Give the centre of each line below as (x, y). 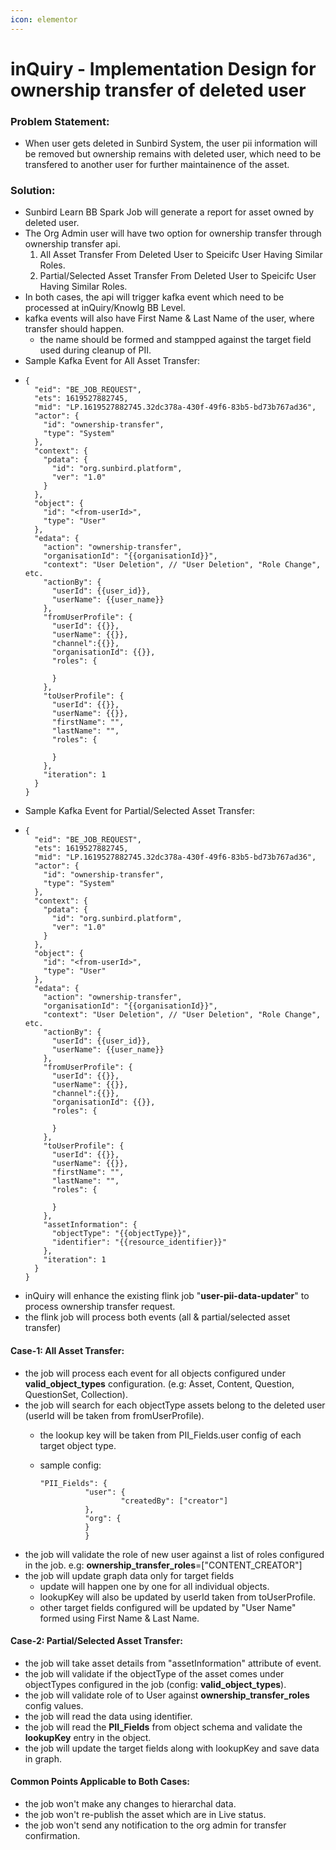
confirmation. (52, 1836)
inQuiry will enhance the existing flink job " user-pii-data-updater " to (167, 1296)
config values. (54, 1705)
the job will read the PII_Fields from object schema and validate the (163, 1727)
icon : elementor (44, 19)
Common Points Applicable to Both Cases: (100, 1782)
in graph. (43, 1758)
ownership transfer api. (73, 244)
